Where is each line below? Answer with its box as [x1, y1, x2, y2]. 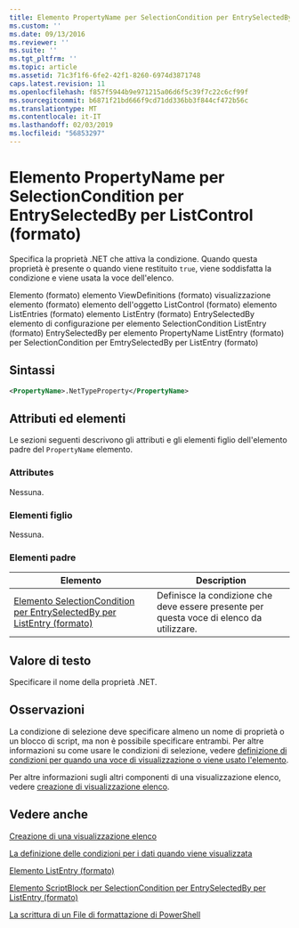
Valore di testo [9, 653, 92, 668]
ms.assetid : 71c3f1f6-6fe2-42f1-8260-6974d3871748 [9, 71, 201, 80]
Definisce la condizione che [157, 590, 273, 602]
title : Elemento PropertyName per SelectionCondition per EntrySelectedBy [9, 12, 293, 22]
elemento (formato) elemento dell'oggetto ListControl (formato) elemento [9, 299, 278, 310]
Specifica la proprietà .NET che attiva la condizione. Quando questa [9, 253, 258, 264]
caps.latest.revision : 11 [9, 79, 105, 88]
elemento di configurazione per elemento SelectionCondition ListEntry [9, 318, 267, 329]
